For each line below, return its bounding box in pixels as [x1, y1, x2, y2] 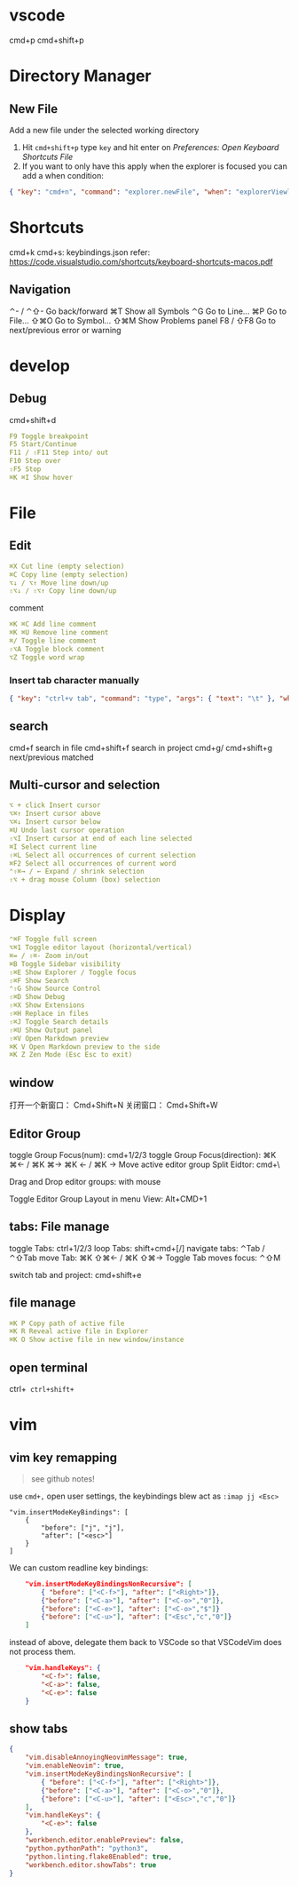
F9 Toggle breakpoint [9, 432, 90, 441]
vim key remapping [9, 1450, 118, 1465]
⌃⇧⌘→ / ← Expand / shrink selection [9, 867, 145, 876]
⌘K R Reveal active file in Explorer [9, 1327, 149, 1336]
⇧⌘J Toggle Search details [9, 1017, 109, 1027]
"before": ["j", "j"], [41, 1523, 125, 1532]
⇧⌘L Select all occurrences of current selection [9, 851, 197, 859]
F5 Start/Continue [9, 440, 77, 449]
